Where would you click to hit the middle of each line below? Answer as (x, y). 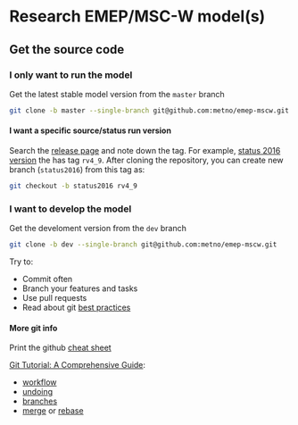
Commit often (47, 279)
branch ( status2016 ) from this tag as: (77, 169)
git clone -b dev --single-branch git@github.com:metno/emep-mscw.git (143, 245)
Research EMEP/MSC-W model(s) (137, 17)
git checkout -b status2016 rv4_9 (74, 186)
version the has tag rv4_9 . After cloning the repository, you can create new (146, 160)
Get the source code (67, 50)
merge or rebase (53, 411)
